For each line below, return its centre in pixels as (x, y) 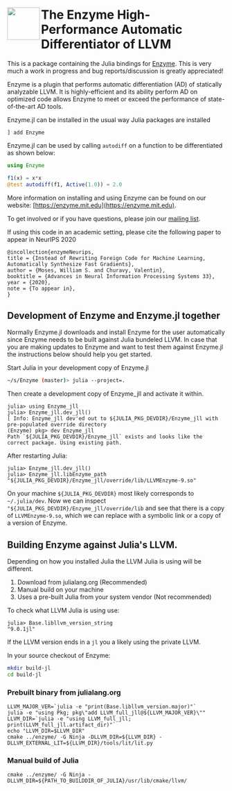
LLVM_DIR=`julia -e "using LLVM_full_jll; (69, 719)
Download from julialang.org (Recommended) (82, 582)
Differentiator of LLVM (106, 44)
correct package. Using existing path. (65, 443)
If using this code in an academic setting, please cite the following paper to (114, 232)
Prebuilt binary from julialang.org (64, 692)
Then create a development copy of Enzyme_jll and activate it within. (106, 394)
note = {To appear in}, (42, 288)
